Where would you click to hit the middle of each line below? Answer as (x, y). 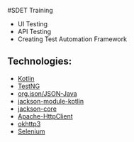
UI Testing (33, 24)
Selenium (31, 131)
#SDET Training (30, 10)
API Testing (34, 32)
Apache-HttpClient (45, 116)
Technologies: (40, 61)
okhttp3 (29, 124)
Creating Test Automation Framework (72, 39)
